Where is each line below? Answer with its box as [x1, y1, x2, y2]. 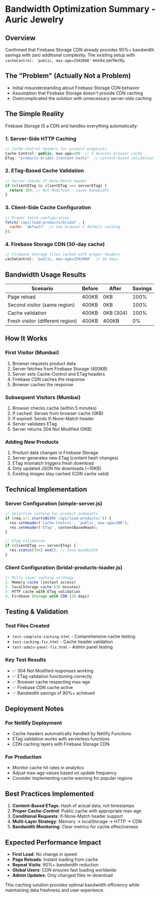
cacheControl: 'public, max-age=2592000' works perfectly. [5, 57, 126, 63]
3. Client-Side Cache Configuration [5, 204, 91, 211]
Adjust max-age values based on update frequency [12, 770, 117, 776]
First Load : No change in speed [12, 851, 77, 857]
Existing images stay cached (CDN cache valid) [12, 471, 109, 477]
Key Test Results [5, 656, 46, 663]
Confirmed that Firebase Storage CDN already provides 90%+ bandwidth [5, 47, 155, 52]
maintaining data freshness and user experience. [5, 887, 105, 893]
